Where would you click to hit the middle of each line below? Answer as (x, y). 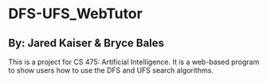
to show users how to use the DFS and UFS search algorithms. (111, 70)
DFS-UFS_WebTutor (76, 14)
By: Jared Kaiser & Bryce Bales (86, 43)
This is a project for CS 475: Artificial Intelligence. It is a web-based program (134, 62)
